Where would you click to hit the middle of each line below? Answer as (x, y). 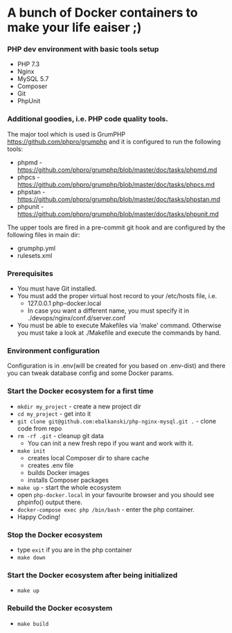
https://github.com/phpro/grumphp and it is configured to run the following (114, 141)
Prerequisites (30, 273)
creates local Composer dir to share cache (88, 458)
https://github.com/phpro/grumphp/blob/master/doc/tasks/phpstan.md (118, 199)
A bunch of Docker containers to (103, 13)
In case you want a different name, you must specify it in (108, 311)
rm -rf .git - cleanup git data (60, 435)
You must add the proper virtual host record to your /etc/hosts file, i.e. (117, 296)
